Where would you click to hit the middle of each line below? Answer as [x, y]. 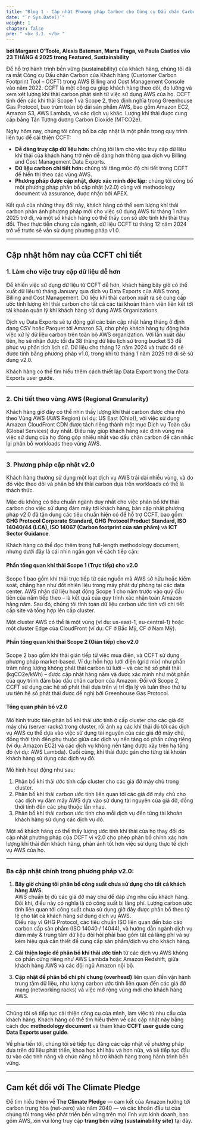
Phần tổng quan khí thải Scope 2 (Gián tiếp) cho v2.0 [72, 642]
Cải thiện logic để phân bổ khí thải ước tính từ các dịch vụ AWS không [101, 953]
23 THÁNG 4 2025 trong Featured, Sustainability [68, 57]
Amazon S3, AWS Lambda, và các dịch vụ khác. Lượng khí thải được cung [97, 113]
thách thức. [20, 490]
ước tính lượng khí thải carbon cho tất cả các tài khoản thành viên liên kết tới [100, 304]
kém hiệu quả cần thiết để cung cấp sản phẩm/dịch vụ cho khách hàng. [103, 941]
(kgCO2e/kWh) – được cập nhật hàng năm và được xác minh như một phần [98, 674]
